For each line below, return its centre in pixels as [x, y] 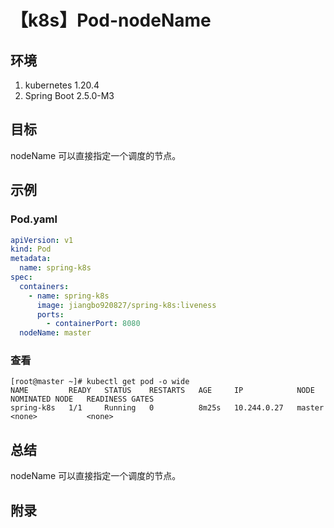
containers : [44, 286]
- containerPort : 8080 [93, 324]
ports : [50, 314]
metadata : [31, 259]
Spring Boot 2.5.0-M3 [69, 95]
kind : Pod [31, 249]
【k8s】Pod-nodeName [111, 20]
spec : [21, 277]
